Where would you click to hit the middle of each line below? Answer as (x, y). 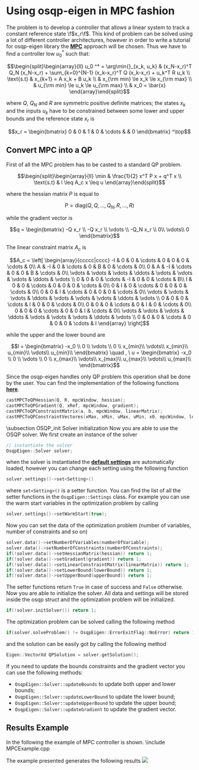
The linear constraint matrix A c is (46, 248)
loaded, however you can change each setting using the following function (97, 468)
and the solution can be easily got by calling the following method (86, 644)
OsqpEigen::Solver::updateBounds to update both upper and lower (95, 684)
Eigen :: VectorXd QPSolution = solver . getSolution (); (73, 655)
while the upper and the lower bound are (56, 335)
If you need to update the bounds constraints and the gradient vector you (96, 666)
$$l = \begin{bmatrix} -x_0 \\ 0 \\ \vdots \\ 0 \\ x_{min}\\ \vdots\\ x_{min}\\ (99, 346)
